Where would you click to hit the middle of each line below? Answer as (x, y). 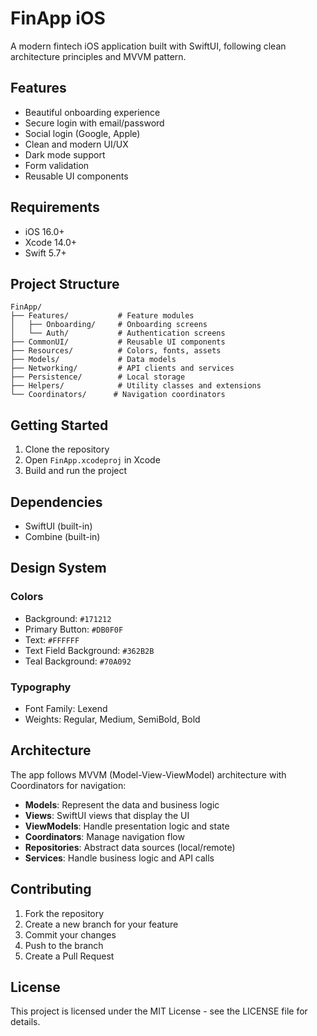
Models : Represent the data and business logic (122, 804)
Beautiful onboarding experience (92, 112)
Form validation (57, 165)
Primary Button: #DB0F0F (74, 629)
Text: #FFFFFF (52, 639)
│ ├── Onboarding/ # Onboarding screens (109, 325)
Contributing (51, 889)
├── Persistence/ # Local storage (98, 377)
